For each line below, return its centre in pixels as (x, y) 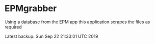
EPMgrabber (31, 8)
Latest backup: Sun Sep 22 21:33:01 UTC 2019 (52, 36)
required (13, 27)
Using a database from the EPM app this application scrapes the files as (77, 22)
